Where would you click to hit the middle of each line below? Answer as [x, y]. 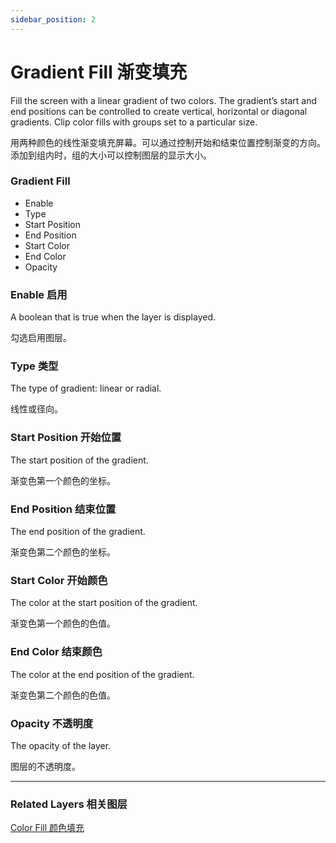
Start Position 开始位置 [66, 438]
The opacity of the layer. [61, 745]
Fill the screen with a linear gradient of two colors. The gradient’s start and [164, 100]
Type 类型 [34, 366]
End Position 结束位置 [63, 509]
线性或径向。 [36, 409]
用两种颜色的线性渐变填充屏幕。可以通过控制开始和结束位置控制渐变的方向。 [168, 142]
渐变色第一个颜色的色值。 [63, 623]
